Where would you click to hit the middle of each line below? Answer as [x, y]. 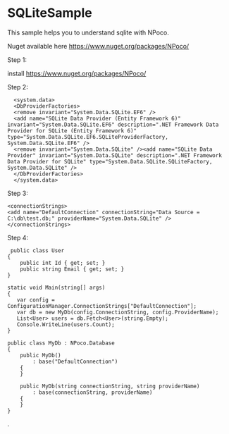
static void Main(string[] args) [56, 287]
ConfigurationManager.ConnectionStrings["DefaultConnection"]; [102, 306]
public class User [37, 250]
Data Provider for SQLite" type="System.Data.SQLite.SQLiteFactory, [110, 161]
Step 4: [18, 237]
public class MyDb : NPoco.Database [61, 343]
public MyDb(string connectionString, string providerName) [110, 386]
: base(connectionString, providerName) [93, 392]
